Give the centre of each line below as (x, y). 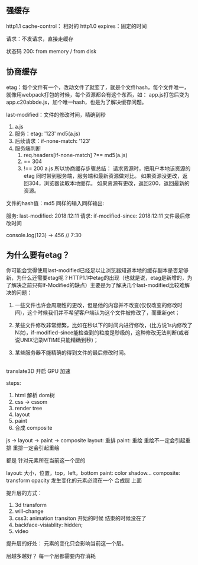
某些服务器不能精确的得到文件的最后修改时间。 (72, 353)
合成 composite (33, 427)
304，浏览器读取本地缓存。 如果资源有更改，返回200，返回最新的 (109, 183)
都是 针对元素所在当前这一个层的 (46, 460)
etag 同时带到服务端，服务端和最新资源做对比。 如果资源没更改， (103, 175)
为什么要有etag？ (38, 255)
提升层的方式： (24, 493)
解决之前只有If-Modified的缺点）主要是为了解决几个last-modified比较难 (98, 285)
